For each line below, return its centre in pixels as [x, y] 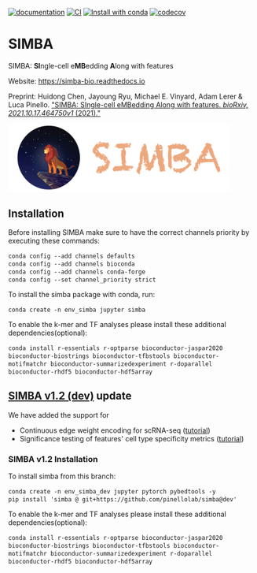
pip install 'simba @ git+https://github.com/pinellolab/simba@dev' [123, 500]
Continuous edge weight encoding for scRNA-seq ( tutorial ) [115, 430]
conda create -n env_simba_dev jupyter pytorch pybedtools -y [112, 492]
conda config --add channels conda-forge [77, 272]
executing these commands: [54, 240]
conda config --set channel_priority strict [82, 280]
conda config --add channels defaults [72, 256]
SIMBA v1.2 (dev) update [70, 396]
